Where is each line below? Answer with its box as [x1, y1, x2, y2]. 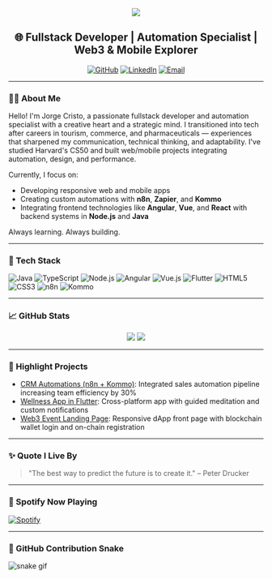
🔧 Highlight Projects [8, 361, 88, 372]
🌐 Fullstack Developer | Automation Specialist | [15, 31, 257, 45]
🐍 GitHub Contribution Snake [8, 543, 124, 554]
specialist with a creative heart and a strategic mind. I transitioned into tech [8, 120, 259, 130]
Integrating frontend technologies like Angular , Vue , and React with [19, 203, 248, 212]
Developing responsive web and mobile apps [19, 186, 171, 195]
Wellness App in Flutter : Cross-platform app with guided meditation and [19, 397, 260, 405]
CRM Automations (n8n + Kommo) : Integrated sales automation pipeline [19, 380, 261, 388]
